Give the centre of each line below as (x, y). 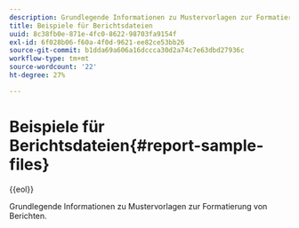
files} (30, 164)
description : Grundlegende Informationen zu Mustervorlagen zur (131, 17)
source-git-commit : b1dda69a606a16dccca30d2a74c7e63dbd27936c (127, 51)
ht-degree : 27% (37, 75)
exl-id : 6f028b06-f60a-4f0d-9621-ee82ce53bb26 (97, 42)
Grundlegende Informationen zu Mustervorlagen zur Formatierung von (138, 206)
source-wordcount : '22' (53, 67)
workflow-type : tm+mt (49, 59)
